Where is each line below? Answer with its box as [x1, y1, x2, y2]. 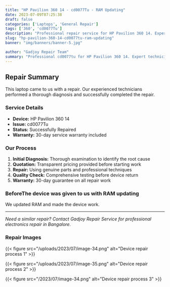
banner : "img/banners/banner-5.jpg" [5, 40, 82, 45]
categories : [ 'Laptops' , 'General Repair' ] [5, 21, 99, 27]
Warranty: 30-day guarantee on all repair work [12, 177, 111, 183]
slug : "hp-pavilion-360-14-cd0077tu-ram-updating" [5, 36, 114, 41]
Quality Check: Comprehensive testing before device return [12, 172, 138, 178]
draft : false [5, 17, 33, 22]
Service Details [5, 104, 44, 111]
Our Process [5, 145, 36, 152]
